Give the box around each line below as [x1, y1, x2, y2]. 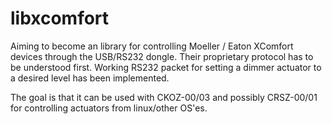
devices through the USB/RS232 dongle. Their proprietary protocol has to [10, 50, 314, 62]
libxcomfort [10, 7, 110, 30]
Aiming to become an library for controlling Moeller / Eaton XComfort [10, 40, 294, 52]
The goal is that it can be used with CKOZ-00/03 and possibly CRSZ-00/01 [10, 91, 318, 103]
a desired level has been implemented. [10, 72, 170, 84]
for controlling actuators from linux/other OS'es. [10, 102, 208, 114]
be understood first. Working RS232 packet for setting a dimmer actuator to [10, 61, 322, 73]
